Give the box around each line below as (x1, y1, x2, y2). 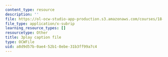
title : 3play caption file (5, 35, 61, 40)
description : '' (5, 12, 39, 17)
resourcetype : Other (5, 30, 48, 35)
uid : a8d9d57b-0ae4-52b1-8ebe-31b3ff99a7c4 (5, 44, 97, 49)
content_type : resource (5, 7, 55, 12)
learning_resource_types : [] (5, 26, 66, 31)
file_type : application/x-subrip (5, 21, 75, 26)
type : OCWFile (5, 40, 35, 45)
